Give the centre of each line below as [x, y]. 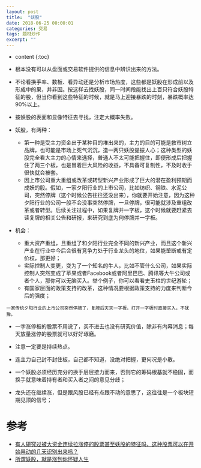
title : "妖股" [24, 17]
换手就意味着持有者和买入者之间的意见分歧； [70, 379]
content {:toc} [32, 57]
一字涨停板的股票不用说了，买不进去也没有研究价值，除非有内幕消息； [102, 326]
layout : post [22, 12]
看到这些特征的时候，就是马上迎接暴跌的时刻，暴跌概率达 [123, 97]
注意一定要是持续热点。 [44, 346]
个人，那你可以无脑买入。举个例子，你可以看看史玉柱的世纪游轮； [111, 280]
